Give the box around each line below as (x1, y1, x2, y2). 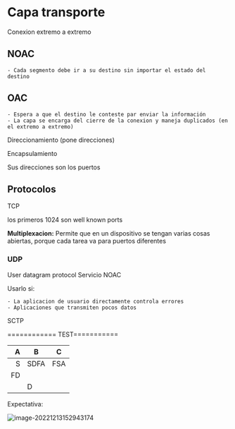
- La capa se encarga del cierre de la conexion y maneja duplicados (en (7, 117, 229, 124)
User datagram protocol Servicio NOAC (7, 270, 122, 279)
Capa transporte (7, 4, 106, 20)
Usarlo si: (7, 284, 35, 293)
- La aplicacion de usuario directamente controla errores (7, 298, 184, 305)
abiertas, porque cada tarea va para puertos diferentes (7, 237, 167, 246)
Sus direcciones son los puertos (7, 163, 101, 171)
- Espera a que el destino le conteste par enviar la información (7, 111, 206, 118)
